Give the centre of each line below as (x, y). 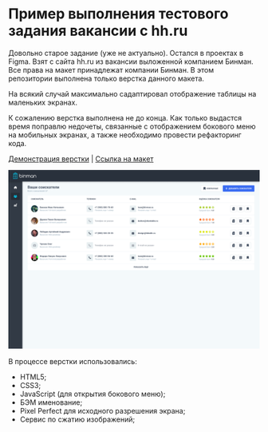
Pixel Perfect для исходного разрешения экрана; (102, 411)
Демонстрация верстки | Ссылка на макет (81, 159)
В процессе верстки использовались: (73, 362)
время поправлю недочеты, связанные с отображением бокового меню (132, 126)
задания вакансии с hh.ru (98, 31)
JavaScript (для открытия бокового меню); (93, 394)
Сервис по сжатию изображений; (77, 419)
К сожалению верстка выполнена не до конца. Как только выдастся (125, 117)
